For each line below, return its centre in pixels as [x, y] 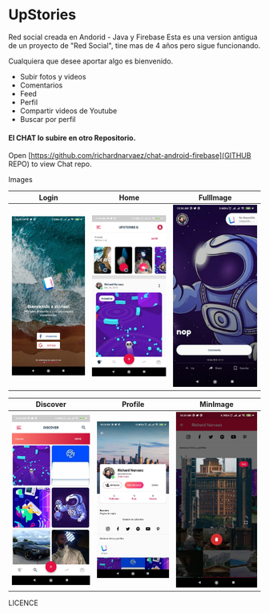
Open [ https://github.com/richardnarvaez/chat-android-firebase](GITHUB [130, 156]
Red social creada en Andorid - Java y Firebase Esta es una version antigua [133, 37]
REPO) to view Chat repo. [50, 164]
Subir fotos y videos [53, 76]
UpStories [42, 15]
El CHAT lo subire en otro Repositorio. [72, 137]
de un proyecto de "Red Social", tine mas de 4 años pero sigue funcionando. [134, 45]
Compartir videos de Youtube [68, 111]
